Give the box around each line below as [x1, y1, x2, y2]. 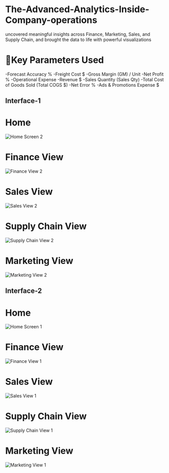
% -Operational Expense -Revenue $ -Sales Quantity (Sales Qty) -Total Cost [5, 76, 164, 82]
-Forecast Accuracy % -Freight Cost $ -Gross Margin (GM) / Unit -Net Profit [5, 71, 164, 77]
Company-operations [5, 14, 98, 26]
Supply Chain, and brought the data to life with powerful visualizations [5, 37, 152, 43]
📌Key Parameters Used [5, 54, 104, 66]
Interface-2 [5, 287, 42, 295]
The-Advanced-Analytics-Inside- [5, 4, 150, 15]
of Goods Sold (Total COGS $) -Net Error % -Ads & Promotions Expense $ [5, 82, 159, 88]
